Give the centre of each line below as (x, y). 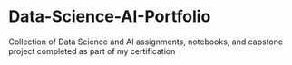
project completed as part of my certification (92, 51)
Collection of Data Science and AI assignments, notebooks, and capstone (146, 42)
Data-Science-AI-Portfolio (110, 17)
